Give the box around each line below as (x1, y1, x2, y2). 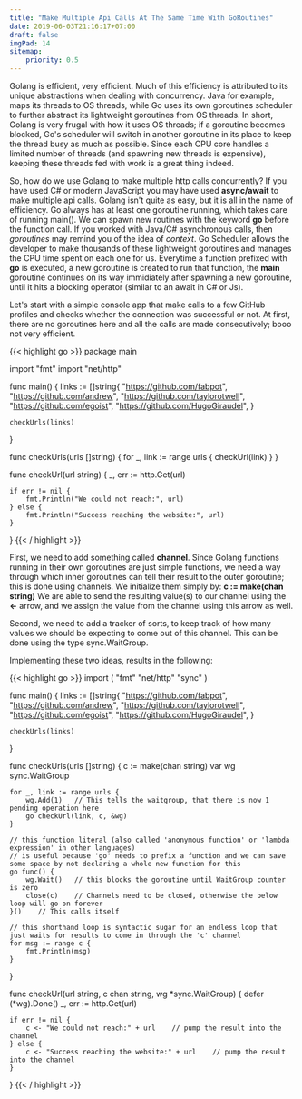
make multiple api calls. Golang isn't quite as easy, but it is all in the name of (9, 195, 294, 205)
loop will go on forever (9, 899, 103, 908)
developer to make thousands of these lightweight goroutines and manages (9, 243, 292, 254)
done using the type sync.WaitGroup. (9, 637, 149, 648)
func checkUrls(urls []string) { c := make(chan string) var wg (9, 761, 236, 771)
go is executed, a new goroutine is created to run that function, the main (9, 263, 280, 273)
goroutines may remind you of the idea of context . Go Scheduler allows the (9, 234, 290, 244)
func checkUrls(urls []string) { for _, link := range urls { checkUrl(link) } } (9, 452, 279, 462)
